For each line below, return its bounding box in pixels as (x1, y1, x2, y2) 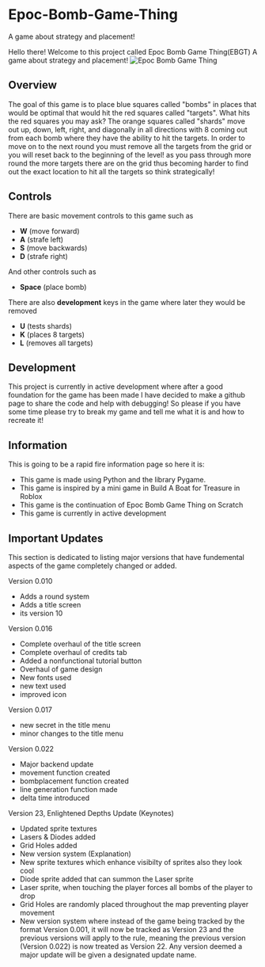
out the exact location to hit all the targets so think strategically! (8, 166, 215, 176)
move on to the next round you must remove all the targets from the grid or (8, 141, 252, 151)
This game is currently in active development (19, 508, 167, 518)
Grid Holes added (19, 841, 78, 850)
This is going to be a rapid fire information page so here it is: (8, 459, 205, 469)
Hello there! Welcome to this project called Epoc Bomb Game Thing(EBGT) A (8, 47, 258, 56)
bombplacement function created (19, 776, 129, 786)
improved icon (19, 690, 67, 699)
